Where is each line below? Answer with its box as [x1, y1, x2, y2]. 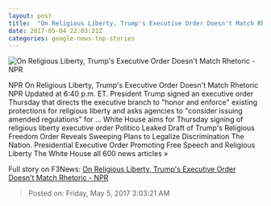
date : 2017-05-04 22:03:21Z [8, 27, 103, 35]
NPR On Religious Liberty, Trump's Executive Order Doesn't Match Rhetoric [8, 80, 259, 90]
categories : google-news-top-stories [8, 34, 135, 43]
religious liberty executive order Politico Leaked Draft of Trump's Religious [8, 123, 256, 133]
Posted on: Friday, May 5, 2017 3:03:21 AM [27, 188, 170, 198]
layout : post [8, 11, 52, 20]
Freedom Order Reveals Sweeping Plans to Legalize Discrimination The [8, 132, 244, 142]
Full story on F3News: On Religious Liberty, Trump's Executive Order [8, 164, 236, 174]
